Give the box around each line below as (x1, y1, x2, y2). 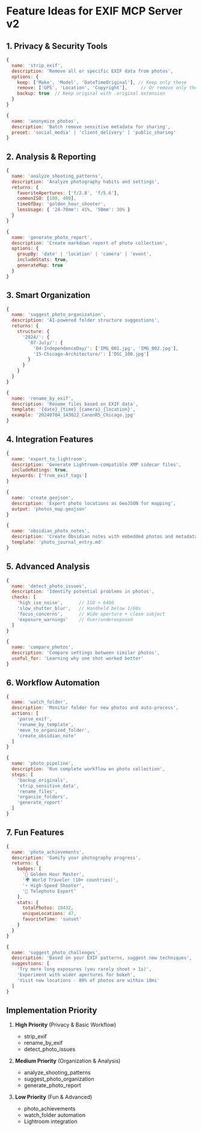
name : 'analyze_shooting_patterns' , (11, 173, 103, 179)
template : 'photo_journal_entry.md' (11, 539, 103, 545)
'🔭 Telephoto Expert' (22, 888, 77, 894)
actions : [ (11, 710, 39, 717)
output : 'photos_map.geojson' (11, 506, 87, 512)
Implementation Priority (6, 1005, 97, 1015)
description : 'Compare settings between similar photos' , (11, 650, 161, 656)
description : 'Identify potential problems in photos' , (11, 589, 155, 595)
